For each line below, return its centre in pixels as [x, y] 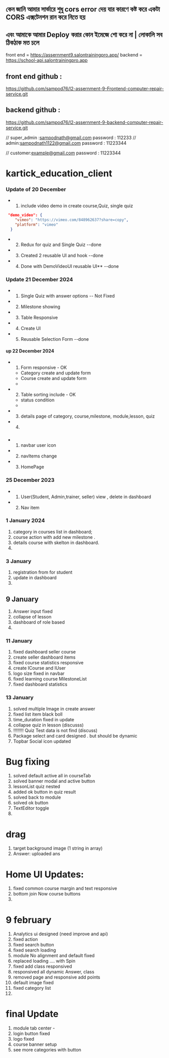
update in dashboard [35, 578]
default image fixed [33, 983]
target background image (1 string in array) [58, 848]
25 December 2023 [30, 480]
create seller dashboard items [44, 657]
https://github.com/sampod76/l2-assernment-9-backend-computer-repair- [84, 122]
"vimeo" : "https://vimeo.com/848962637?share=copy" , [72, 220]
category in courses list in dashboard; [53, 532]
